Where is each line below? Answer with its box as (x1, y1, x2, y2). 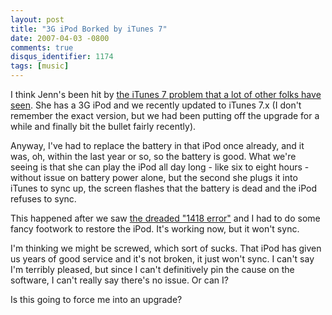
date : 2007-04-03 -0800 (10, 33, 110, 43)
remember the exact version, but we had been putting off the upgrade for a (10, 110, 320, 121)
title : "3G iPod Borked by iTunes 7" (10, 24, 168, 34)
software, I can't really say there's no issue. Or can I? (10, 274, 229, 286)
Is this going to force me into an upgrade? (10, 294, 183, 305)
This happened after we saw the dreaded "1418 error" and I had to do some (10, 212, 321, 224)
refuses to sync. (10, 193, 77, 205)
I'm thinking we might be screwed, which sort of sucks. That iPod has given (10, 242, 322, 254)
